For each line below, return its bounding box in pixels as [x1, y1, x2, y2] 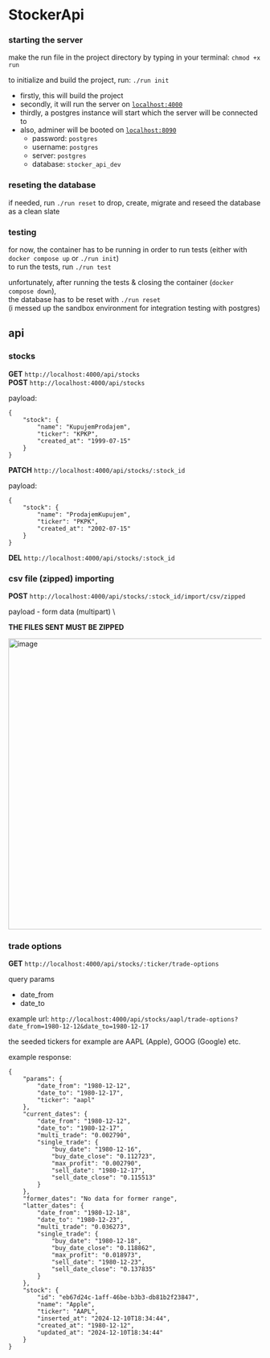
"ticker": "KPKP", [37, 429, 99, 438]
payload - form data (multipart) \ [8, 607, 116, 617]
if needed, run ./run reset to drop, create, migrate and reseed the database [8, 197, 261, 207]
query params [8, 975, 55, 984]
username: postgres [31, 143, 99, 152]
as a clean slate [8, 206, 60, 216]
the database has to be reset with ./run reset [8, 295, 161, 304]
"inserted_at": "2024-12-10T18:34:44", [37, 1315, 171, 1323]
